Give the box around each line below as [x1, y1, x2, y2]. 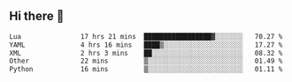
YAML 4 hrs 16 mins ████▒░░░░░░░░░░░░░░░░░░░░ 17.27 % [9, 41, 283, 49]
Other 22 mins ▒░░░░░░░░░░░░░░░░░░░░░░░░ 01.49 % [9, 56, 283, 66]
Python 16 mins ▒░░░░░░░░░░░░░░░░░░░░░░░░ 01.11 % [9, 65, 283, 74]
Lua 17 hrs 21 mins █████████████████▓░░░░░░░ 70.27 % [9, 32, 283, 41]
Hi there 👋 [9, 9, 65, 24]
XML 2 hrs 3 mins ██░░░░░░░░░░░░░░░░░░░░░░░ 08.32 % [9, 48, 283, 57]
